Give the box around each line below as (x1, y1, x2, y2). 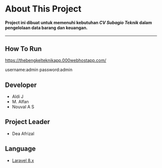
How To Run (5, 44, 42, 53)
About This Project (5, 3, 82, 14)
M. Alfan (12, 99, 29, 105)
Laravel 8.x (12, 157, 34, 163)
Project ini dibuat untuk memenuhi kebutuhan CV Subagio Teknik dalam (5, 19, 152, 25)
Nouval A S (12, 104, 35, 110)
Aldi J (12, 94, 24, 99)
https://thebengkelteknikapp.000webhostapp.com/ (5, 57, 107, 63)
